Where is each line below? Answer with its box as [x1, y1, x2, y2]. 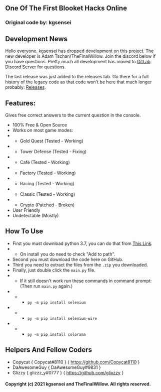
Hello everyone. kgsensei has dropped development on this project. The [5, 48, 154, 54]
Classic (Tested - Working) [19, 191, 75, 197]
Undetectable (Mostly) [12, 212, 59, 218]
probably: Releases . [5, 84, 46, 90]
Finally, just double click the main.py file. [12, 267, 96, 273]
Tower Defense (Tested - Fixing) [19, 148, 86, 155]
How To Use [5, 227, 43, 235]
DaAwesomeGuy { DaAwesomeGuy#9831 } [12, 364, 101, 370]
